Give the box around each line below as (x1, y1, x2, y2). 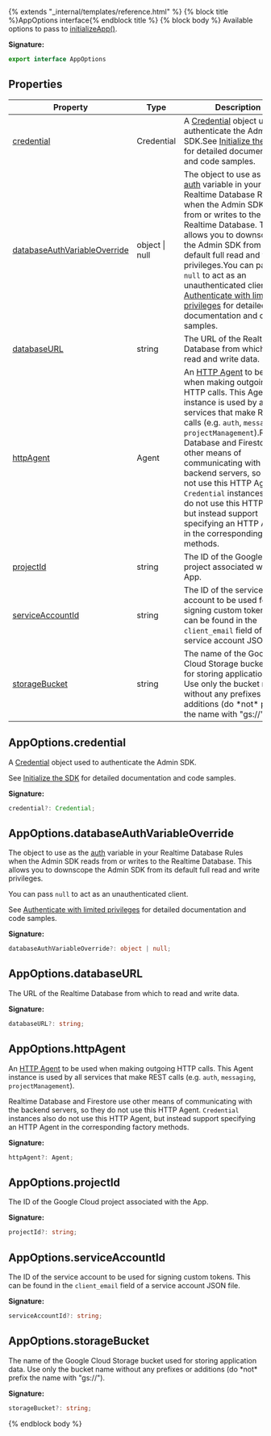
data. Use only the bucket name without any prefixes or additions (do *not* (8, 1364, 258, 1374)
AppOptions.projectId (8, 1175, 121, 1189)
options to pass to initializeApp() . (8, 24, 118, 33)
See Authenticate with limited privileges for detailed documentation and (8, 905, 247, 915)
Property (52, 101, 89, 112)
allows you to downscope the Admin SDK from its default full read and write (8, 865, 261, 875)
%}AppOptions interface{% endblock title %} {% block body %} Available (8, 15, 253, 25)
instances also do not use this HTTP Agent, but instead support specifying (8, 1113, 256, 1123)
